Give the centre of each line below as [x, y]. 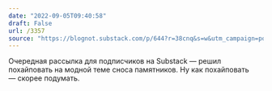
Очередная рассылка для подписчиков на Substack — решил [115, 61]
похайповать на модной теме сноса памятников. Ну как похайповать [129, 70]
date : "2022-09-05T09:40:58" [57, 16]
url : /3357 [27, 31]
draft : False [30, 23]
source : [21, 38]
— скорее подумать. [44, 78]
